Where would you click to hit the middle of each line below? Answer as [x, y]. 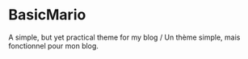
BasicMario [47, 15]
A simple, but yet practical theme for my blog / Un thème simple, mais [124, 37]
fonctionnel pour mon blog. [54, 45]
